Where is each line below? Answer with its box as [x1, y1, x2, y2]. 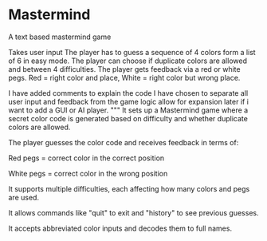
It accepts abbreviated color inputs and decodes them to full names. [8, 223, 233, 233]
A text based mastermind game [8, 32, 112, 41]
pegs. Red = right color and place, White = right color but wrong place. [8, 73, 241, 82]
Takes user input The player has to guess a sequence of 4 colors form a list [8, 47, 257, 57]
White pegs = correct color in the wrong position [8, 168, 168, 178]
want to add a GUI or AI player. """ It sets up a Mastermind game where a [8, 105, 249, 115]
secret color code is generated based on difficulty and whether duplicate [8, 113, 249, 123]
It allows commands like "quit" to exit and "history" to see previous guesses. [8, 207, 259, 217]
